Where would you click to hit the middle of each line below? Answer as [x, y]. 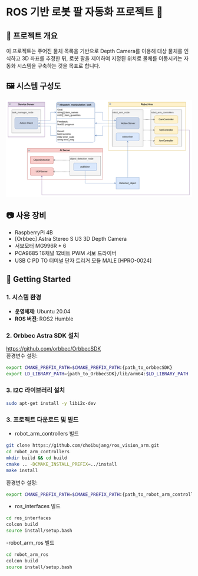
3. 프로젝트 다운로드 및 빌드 [42, 420]
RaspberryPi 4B [34, 232]
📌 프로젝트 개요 [32, 36]
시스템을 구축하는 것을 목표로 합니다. [59, 66]
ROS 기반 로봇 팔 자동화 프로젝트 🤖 [85, 12]
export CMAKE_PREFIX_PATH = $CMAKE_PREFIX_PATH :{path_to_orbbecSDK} [89, 367]
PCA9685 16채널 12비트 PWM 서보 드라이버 [65, 253]
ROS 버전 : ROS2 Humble [44, 319]
